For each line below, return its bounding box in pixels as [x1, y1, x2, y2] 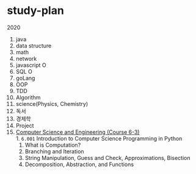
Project [15, 122, 34, 129]
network [15, 55, 37, 62]
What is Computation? [24, 141, 81, 148]
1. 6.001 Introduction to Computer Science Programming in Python [15, 134, 183, 142]
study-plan [7, 4, 65, 18]
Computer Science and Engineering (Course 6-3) [15, 128, 140, 136]
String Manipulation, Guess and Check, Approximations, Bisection [24, 154, 191, 161]
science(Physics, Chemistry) [15, 100, 89, 107]
